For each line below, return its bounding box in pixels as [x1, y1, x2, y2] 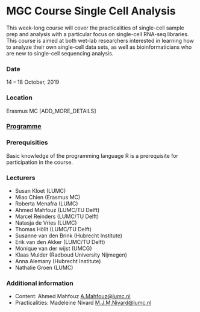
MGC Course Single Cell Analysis [6, 4, 176, 18]
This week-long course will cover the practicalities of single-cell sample [6, 24, 185, 31]
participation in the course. [6, 158, 73, 166]
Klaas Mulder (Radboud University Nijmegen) [14, 251, 128, 258]
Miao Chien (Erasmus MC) [14, 194, 81, 201]
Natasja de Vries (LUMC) [14, 219, 77, 226]
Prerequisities [6, 139, 48, 147]
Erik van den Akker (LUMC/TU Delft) [14, 239, 105, 246]
